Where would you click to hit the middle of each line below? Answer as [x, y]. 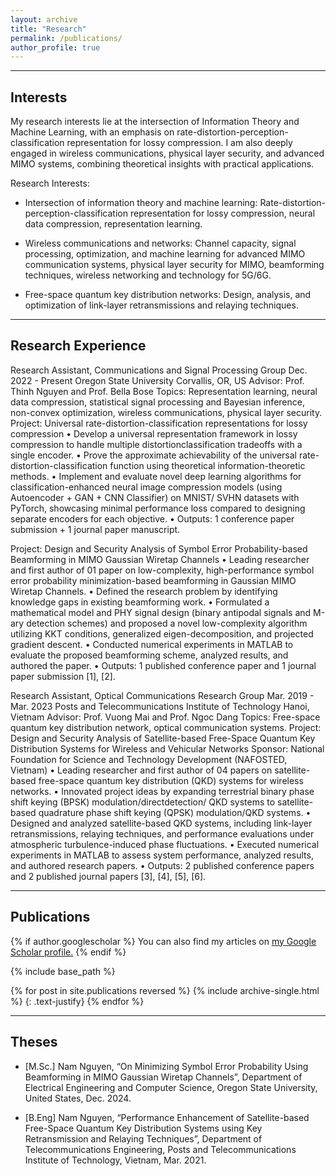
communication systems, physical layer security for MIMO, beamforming [174, 265]
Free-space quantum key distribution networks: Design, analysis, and [168, 295]
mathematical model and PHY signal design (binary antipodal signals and [161, 612]
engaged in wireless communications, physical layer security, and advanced [167, 153]
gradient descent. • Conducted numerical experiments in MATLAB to [152, 644]
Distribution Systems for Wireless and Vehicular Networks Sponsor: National [167, 748]
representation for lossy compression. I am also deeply [179, 143]
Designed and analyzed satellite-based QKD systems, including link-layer [161, 823]
